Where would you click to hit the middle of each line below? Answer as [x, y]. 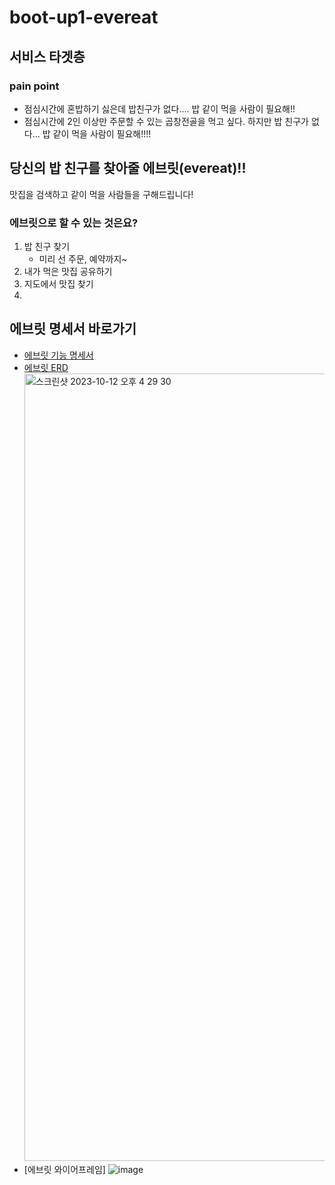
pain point [34, 86]
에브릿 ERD [46, 367]
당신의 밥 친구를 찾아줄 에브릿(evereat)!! [128, 168]
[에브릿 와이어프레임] [64, 1169]
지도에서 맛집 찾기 [58, 283]
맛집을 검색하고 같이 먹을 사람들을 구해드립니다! [101, 194]
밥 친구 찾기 [47, 246]
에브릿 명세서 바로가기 [73, 329]
